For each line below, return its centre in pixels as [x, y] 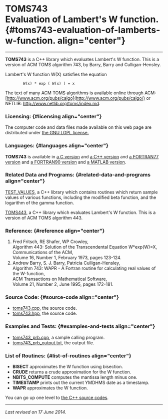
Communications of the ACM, [43, 252]
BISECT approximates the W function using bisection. [68, 367]
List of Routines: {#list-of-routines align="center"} [68, 355]
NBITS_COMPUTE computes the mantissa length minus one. [75, 377]
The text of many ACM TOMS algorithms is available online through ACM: [81, 93]
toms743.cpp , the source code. [45, 308]
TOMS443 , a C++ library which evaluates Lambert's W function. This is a [80, 212]
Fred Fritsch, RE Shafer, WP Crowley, [50, 242]
